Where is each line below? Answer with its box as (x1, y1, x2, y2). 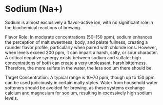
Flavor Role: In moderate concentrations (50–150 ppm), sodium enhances (5, 34, 153, 40)
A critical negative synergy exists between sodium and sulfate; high (5, 54, 141, 60)
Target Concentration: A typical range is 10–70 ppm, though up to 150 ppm (5, 74, 155, 80)
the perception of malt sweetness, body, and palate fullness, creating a (5, 39, 148, 45)
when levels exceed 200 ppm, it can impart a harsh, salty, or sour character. (5, 50, 158, 55)
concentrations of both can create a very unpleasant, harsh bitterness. (5, 60, 147, 66)
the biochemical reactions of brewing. (5, 24, 81, 30)
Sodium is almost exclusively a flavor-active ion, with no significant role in (5, 19, 153, 25)
